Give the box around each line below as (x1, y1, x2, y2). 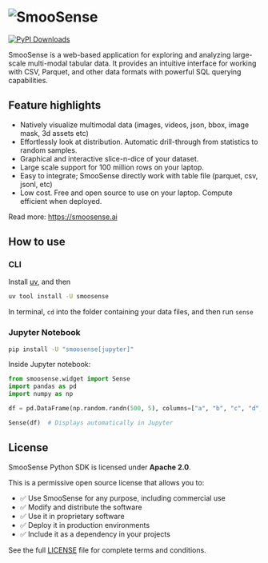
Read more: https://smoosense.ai (8, 212, 118, 222)
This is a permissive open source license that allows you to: (8, 477, 205, 487)
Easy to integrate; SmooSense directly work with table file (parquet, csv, (19, 170, 258, 180)
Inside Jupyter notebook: (8, 360, 91, 369)
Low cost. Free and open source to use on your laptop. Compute (19, 188, 234, 198)
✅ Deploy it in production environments (19, 520, 150, 529)
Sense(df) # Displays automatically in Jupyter (8, 418, 174, 427)
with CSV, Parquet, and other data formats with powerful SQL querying (8, 66, 242, 76)
